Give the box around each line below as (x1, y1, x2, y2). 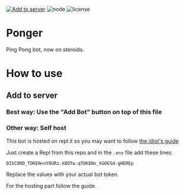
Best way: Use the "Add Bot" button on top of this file (6, 108, 162, 116)
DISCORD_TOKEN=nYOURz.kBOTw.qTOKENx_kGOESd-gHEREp (6, 160, 134, 166)
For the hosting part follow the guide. (6, 182, 97, 189)
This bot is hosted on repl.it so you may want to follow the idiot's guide (6, 137, 179, 145)
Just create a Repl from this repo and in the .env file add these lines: (6, 149, 173, 156)
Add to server (6, 90, 58, 100)
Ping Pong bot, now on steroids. (6, 46, 84, 53)
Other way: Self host (6, 124, 67, 132)
